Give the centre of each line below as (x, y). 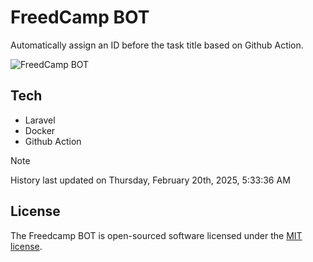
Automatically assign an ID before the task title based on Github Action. (157, 45)
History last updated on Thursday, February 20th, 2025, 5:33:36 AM (150, 180)
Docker (40, 130)
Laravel (40, 120)
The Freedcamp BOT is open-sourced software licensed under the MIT (156, 235)
